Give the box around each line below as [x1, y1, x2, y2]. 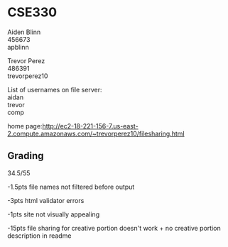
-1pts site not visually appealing [7, 210, 100, 219]
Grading [7, 150, 44, 162]
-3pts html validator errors [7, 196, 85, 204]
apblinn [7, 43, 30, 51]
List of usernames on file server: [7, 85, 102, 94]
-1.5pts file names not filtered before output [7, 182, 135, 191]
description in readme [7, 231, 72, 240]
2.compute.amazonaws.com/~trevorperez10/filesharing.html [7, 129, 185, 138]
